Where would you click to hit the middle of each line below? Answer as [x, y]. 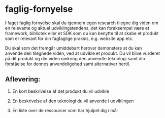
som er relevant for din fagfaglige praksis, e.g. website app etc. [69, 39]
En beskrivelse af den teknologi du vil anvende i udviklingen [73, 101]
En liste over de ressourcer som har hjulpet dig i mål [65, 110]
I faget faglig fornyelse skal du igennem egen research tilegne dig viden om [82, 23]
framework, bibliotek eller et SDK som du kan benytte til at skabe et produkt [82, 33]
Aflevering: [23, 79]
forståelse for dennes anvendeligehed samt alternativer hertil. [68, 64]
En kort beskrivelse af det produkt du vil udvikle [61, 91]
